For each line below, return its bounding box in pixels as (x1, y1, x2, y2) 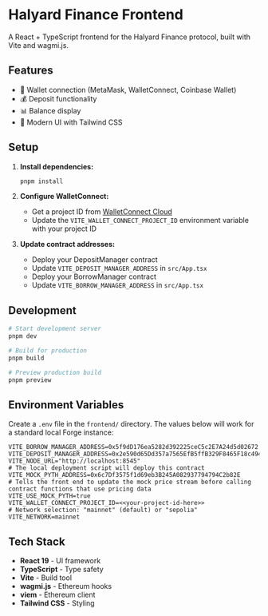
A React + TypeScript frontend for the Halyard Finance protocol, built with (8, 32, 251, 42)
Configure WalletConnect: (19, 192, 109, 201)
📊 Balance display (19, 105, 81, 115)
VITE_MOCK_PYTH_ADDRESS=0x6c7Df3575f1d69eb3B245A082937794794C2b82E (8, 471, 241, 479)
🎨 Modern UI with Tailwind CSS (19, 117, 123, 127)
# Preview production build (8, 368, 102, 376)
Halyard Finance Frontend (8, 6, 183, 24)
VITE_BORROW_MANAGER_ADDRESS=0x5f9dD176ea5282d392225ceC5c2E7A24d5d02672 (8, 443, 259, 451)
